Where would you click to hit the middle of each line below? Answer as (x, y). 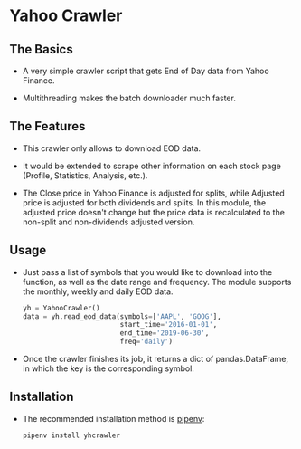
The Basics (42, 49)
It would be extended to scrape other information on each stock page (152, 166)
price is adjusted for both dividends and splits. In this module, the (144, 202)
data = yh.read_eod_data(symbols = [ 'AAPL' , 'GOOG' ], (122, 316)
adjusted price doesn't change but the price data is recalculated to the (153, 212)
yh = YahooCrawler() (61, 308)
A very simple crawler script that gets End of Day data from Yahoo (146, 71)
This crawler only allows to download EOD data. (112, 148)
